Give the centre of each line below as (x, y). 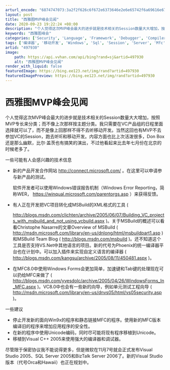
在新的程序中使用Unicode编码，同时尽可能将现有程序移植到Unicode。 (86, 333)
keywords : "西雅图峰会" (28, 33)
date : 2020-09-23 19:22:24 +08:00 (42, 24)
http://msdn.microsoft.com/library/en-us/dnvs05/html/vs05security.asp (87, 292)
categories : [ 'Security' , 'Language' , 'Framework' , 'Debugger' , (74, 38)
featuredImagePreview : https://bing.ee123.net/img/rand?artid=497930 (80, 76)
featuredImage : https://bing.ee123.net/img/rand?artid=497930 (72, 71)
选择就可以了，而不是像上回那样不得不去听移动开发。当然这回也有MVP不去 (83, 130)
